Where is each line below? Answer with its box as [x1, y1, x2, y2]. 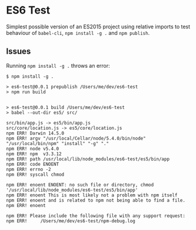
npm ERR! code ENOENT [6, 161, 59, 167]
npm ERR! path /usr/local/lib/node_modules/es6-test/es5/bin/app [6, 156, 170, 162]
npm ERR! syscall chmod [6, 172, 65, 178]
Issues [6, 47, 31, 57]
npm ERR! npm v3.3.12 [6, 151, 62, 157]
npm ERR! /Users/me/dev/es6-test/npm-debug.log [6, 218, 135, 224]
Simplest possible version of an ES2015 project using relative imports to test [6, 23, 190, 30]
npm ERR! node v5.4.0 [6, 146, 59, 152]
